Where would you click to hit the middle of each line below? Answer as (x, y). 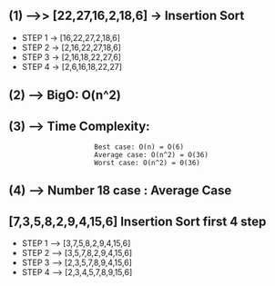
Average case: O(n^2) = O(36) (151, 155)
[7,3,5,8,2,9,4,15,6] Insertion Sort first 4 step (137, 221)
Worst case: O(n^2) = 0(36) (148, 163)
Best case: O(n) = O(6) (139, 147)
